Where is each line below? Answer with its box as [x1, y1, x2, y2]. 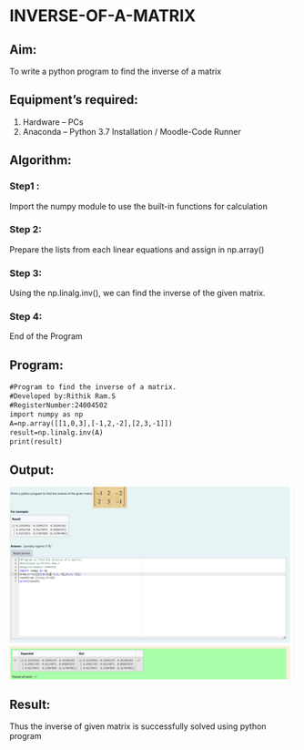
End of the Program [9, 331, 84, 342]
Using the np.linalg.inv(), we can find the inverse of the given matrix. [9, 288, 266, 299]
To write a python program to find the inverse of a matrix [9, 66, 222, 77]
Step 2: [9, 223, 43, 236]
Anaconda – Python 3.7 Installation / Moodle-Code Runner [22, 126, 241, 137]
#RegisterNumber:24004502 [9, 401, 107, 410]
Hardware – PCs [22, 116, 84, 128]
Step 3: [9, 266, 43, 279]
